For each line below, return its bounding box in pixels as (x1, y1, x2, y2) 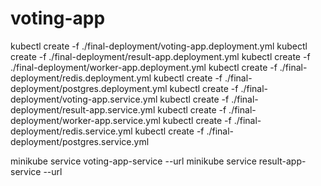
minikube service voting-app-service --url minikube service (10, 155, 257, 167)
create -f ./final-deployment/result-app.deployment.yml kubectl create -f (10, 50, 311, 62)
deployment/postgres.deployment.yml (10, 82, 168, 94)
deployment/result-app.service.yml (10, 103, 156, 116)
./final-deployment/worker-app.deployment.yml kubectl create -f (10, 61, 278, 73)
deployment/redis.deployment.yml (10, 72, 152, 84)
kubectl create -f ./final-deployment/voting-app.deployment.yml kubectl (10, 40, 308, 52)
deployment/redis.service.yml (10, 125, 133, 137)
